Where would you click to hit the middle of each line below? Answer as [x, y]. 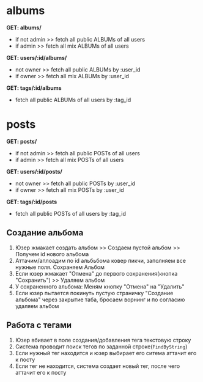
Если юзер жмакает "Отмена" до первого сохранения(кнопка [96, 273]
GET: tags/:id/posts [32, 202]
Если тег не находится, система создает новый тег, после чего [98, 366]
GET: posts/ [22, 141]
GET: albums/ [24, 28]
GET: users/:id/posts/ [35, 171]
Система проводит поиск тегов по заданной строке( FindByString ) [101, 347]
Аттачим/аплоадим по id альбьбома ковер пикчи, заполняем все [101, 260]
